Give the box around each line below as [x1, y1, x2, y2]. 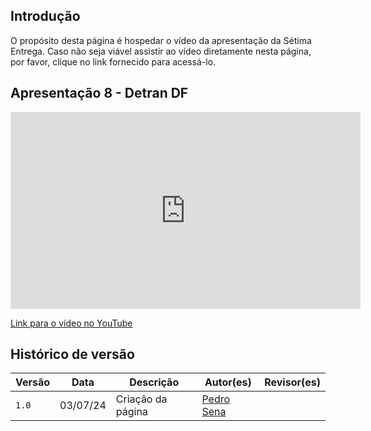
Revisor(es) [264, 375, 321, 389]
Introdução [10, 8, 81, 25]
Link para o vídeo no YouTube [10, 317, 133, 329]
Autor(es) [204, 375, 252, 389]
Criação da [115, 392, 168, 406]
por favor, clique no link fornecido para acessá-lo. [10, 55, 217, 68]
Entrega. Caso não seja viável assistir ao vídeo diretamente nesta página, [10, 45, 312, 57]
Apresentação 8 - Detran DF [10, 85, 189, 102]
